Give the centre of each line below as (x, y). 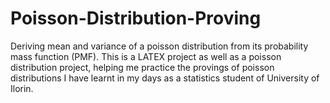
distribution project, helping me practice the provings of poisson (142, 67)
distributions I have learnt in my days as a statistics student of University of (165, 78)
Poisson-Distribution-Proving (136, 18)
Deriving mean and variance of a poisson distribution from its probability (159, 46)
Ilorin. (22, 88)
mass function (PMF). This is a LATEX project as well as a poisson (146, 56)
